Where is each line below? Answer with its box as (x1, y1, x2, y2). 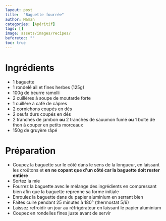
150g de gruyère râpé (12, 127, 58, 133)
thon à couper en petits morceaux (12, 122, 83, 128)
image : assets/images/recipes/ (5, 31, 71, 36)
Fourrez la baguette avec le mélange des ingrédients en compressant (12, 183, 157, 189)
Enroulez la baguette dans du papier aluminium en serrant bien (12, 194, 143, 200)
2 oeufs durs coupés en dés (12, 111, 71, 117)
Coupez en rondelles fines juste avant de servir (12, 210, 111, 216)
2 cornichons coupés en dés (12, 106, 72, 112)
